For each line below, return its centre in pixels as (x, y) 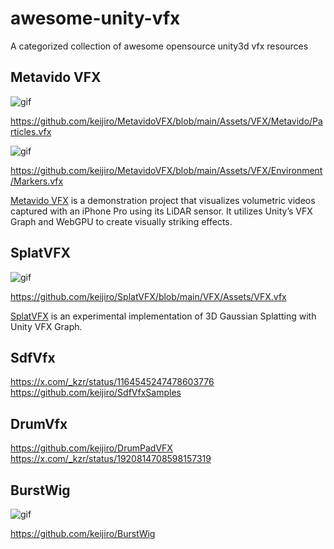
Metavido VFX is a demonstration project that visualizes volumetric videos (163, 200)
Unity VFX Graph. (46, 326)
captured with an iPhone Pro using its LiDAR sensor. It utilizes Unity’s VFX (161, 211)
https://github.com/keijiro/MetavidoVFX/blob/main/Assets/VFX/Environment (166, 170)
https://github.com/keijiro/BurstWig (83, 533)
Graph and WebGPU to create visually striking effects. (121, 221)
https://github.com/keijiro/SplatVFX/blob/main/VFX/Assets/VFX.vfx (148, 296)
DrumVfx (39, 423)
